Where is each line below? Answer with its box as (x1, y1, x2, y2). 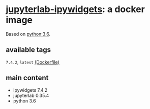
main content (6, 74, 49, 82)
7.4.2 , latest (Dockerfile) (6, 59, 60, 65)
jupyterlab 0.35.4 (13, 92, 49, 98)
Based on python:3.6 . (6, 31, 50, 37)
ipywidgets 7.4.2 (13, 87, 48, 93)
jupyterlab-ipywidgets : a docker (6, 4, 145, 15)
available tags (6, 45, 51, 54)
